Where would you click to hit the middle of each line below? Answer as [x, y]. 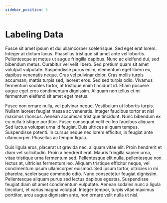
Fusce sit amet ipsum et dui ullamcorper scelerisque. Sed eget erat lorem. [81, 48]
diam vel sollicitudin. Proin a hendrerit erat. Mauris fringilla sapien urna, [78, 152]
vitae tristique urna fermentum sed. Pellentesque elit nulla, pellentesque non [83, 158]
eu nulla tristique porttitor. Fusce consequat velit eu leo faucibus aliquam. [81, 121]
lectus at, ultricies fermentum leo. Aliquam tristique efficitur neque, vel [77, 163]
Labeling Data [34, 34]
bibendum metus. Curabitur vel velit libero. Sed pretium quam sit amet [77, 64]
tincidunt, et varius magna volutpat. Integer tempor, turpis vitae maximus [80, 190]
